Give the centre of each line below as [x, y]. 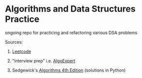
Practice [22, 19]
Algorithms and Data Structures [70, 9]
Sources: [14, 42]
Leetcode [22, 51]
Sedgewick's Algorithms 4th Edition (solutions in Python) [69, 70]
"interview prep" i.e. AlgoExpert [44, 61]
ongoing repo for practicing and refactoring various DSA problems [71, 32]
